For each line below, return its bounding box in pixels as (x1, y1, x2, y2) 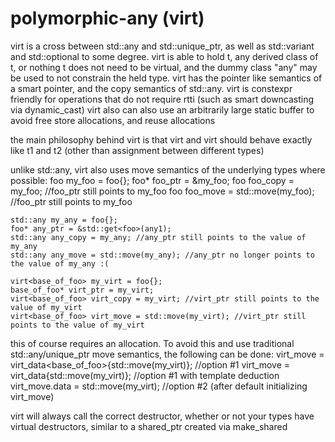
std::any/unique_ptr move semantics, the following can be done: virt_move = (10, 348, 325, 360)
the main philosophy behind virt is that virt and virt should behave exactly (10, 133, 313, 146)
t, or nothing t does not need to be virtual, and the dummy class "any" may (10, 61, 318, 73)
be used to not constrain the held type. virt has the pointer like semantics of (10, 72, 323, 84)
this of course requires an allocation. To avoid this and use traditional (10, 337, 295, 349)
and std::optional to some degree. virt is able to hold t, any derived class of (10, 50, 319, 62)
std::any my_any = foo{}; (10, 215, 118, 225)
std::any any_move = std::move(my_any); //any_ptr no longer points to (10, 250, 315, 260)
